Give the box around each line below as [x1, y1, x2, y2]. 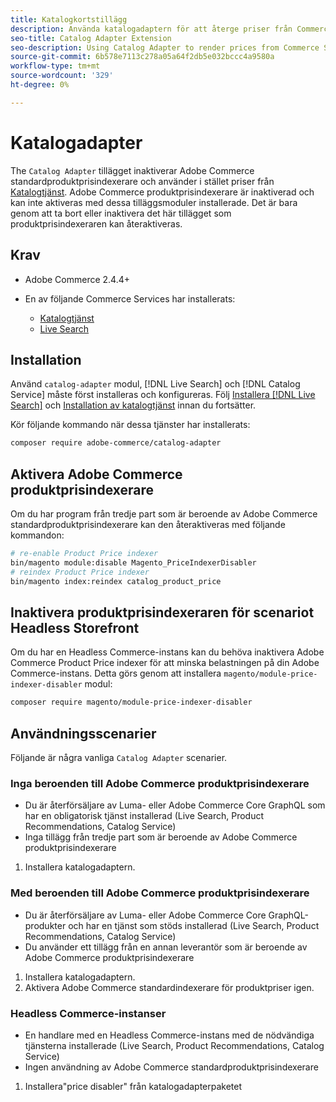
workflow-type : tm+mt [10, 61, 101, 71]
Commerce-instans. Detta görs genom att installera [10, 667, 222, 680]
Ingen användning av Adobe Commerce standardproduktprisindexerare [24, 1061, 319, 1073]
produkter [24, 919, 67, 931]
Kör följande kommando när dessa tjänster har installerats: [10, 419, 251, 431]
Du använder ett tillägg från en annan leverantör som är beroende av [24, 941, 308, 953]
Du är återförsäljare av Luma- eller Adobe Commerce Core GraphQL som [24, 799, 326, 811]
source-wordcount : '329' [10, 71, 114, 81]
